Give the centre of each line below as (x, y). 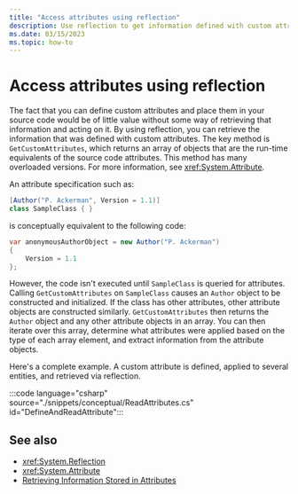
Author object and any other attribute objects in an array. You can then (137, 321)
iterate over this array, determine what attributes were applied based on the (147, 331)
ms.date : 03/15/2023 (47, 34)
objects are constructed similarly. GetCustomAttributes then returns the (139, 312)
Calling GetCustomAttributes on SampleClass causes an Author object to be (145, 293)
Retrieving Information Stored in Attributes (99, 481)
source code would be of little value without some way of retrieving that (141, 120)
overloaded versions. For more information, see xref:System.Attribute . (137, 167)
